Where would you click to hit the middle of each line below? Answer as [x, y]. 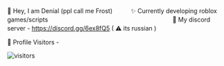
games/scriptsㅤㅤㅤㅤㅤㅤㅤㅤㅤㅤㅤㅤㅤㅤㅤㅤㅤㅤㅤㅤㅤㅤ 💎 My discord [109, 19]
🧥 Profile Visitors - [33, 42]
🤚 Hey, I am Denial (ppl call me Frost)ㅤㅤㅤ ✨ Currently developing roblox [112, 11]
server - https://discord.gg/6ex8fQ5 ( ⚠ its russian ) [82, 28]
